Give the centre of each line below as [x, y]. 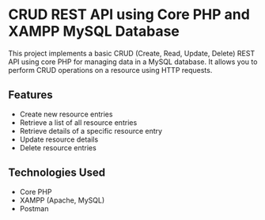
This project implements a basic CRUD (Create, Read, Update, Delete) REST [132, 53]
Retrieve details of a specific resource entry [91, 131]
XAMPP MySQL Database [94, 31]
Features [30, 95]
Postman [34, 208]
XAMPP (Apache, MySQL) [62, 200]
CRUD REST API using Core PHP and [129, 15]
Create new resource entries [66, 114]
